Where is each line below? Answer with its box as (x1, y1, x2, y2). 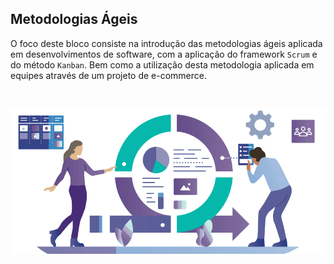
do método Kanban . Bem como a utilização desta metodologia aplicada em (10, 58, 315, 71)
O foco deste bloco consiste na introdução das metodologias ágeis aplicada (10, 37, 323, 49)
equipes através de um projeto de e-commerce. (10, 69, 207, 81)
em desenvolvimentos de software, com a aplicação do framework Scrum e (10, 48, 318, 60)
